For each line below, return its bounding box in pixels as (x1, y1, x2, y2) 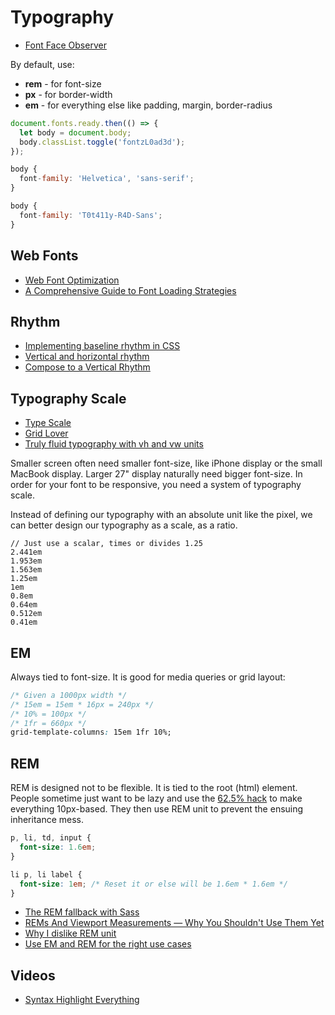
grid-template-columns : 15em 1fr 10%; (10, 727, 172, 738)
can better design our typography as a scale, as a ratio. (10, 519, 238, 531)
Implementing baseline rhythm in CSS (24, 340, 181, 352)
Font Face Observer (24, 39, 107, 51)
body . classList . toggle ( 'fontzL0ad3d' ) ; (19, 137, 186, 147)
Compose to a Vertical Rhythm (24, 361, 151, 373)
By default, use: (10, 58, 75, 70)
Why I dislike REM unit (24, 927, 117, 940)
